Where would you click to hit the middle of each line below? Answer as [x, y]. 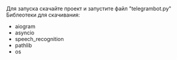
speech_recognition [39, 39]
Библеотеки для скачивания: [43, 15]
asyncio [25, 33]
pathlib [23, 45]
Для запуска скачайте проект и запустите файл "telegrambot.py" [89, 9]
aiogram [25, 26]
